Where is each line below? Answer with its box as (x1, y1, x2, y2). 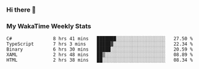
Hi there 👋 (6, 5, 37, 14)
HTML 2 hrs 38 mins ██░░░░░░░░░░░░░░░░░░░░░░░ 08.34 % (6, 57, 193, 64)
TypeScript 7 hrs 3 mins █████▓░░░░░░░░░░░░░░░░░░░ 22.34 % (6, 41, 193, 48)
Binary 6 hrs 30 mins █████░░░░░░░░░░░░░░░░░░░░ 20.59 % (6, 46, 193, 53)
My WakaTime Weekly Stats (6, 21, 92, 30)
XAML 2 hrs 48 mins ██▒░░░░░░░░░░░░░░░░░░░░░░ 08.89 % (6, 52, 193, 58)
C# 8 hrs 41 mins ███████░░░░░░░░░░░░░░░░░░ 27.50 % (6, 36, 193, 42)
